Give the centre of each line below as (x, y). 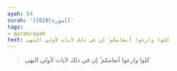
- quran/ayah (26, 33)
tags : (15, 27)
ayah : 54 (20, 14)
